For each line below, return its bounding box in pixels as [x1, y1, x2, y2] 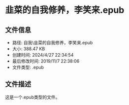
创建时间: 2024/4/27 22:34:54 [12, 52, 74, 58]
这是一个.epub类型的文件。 [5, 94, 60, 100]
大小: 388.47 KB [12, 46, 45, 52]
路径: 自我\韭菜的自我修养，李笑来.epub [12, 40, 93, 45]
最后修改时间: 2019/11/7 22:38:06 [12, 58, 80, 64]
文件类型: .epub [12, 65, 44, 70]
